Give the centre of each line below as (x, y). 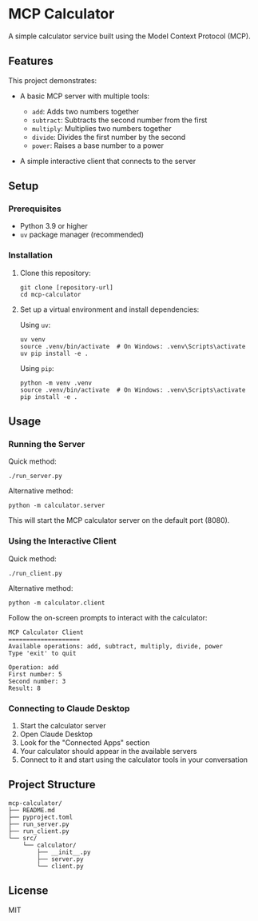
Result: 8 (25, 688)
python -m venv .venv (56, 383)
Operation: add (34, 667)
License (28, 891)
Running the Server (47, 445)
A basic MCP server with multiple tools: (85, 96)
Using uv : (35, 325)
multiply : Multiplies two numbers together (101, 128)
